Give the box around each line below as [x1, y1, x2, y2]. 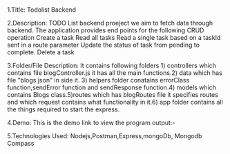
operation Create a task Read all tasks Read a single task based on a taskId [7, 34, 221, 42]
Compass [7, 140, 35, 148]
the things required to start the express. [7, 105, 120, 113]
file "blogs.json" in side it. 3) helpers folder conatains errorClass [7, 76, 190, 85]
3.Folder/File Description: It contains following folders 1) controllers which [7, 61, 216, 70]
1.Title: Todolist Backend [7, 5, 77, 14]
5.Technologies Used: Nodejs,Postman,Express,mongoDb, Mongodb [7, 132, 202, 140]
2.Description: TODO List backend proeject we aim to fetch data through [7, 19, 213, 27]
